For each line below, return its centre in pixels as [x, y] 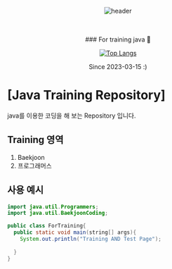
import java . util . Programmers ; [53, 207]
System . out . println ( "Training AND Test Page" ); [91, 239]
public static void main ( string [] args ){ [75, 232]
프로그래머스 [35, 165]
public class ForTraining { [47, 226]
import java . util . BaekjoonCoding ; [58, 213]
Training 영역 [35, 140]
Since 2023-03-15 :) [118, 67]
